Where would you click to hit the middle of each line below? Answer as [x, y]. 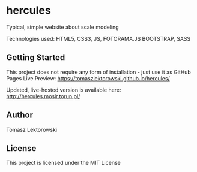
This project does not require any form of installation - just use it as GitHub [98, 72]
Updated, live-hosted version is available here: [64, 90]
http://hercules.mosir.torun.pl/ [43, 96]
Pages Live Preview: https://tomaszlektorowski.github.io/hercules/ [88, 78]
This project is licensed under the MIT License [64, 163]
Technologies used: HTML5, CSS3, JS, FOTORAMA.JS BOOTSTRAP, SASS [98, 38]
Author [20, 115]
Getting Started [36, 58]
